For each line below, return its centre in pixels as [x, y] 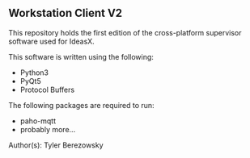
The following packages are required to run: [82, 105]
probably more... [48, 129]
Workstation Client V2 [66, 13]
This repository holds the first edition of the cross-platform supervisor [125, 32]
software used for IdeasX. [51, 41]
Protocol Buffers [47, 89]
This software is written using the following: [81, 56]
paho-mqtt [38, 121]
